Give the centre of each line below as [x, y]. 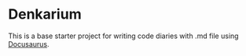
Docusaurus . [29, 44]
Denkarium [45, 14]
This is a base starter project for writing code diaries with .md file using [123, 36]
